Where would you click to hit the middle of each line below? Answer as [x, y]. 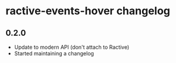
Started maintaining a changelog [54, 53]
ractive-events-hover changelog [88, 11]
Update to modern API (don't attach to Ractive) [72, 47]
